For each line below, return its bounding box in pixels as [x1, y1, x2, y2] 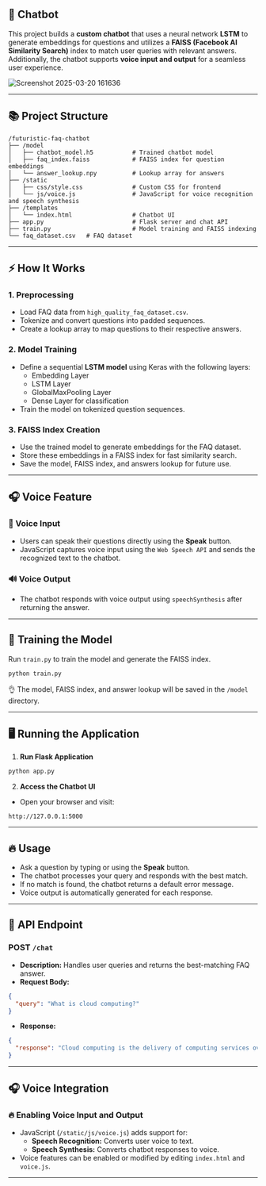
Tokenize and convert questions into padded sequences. [19, 316, 206, 325]
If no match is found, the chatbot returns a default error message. [19, 880, 234, 889]
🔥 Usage [8, 842, 51, 855]
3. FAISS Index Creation [8, 424, 101, 435]
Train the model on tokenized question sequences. [19, 404, 185, 413]
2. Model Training [8, 344, 78, 355]
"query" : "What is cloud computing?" [15, 1000, 140, 1008]
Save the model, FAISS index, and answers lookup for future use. [19, 459, 232, 468]
